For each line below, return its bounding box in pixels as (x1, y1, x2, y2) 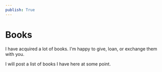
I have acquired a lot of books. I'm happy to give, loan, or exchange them (5, 46, 157, 52)
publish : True (5, 7, 35, 13)
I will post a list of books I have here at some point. (5, 61, 111, 67)
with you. (5, 51, 24, 57)
